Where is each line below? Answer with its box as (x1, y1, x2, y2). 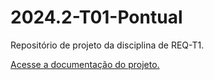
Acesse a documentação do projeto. (10, 58, 160, 70)
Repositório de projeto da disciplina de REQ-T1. (10, 39, 205, 51)
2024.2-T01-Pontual (10, 6, 183, 29)
